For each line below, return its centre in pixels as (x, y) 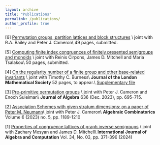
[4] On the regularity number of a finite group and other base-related (75, 72)
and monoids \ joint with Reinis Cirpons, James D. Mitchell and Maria (75, 58)
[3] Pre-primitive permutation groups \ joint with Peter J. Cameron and (76, 92)
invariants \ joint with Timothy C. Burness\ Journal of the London (71, 77)
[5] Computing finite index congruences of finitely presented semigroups (79, 52)
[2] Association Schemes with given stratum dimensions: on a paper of (77, 107)
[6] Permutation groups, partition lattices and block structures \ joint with (79, 37)
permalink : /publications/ (33, 19)
